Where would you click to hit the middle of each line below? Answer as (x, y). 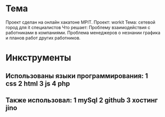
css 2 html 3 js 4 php (38, 83)
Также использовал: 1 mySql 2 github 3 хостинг (82, 100)
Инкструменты (39, 58)
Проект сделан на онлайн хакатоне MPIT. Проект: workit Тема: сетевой (81, 22)
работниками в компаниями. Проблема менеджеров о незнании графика (83, 32)
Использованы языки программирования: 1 (77, 76)
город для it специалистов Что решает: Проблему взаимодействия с (78, 27)
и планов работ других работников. (43, 38)
